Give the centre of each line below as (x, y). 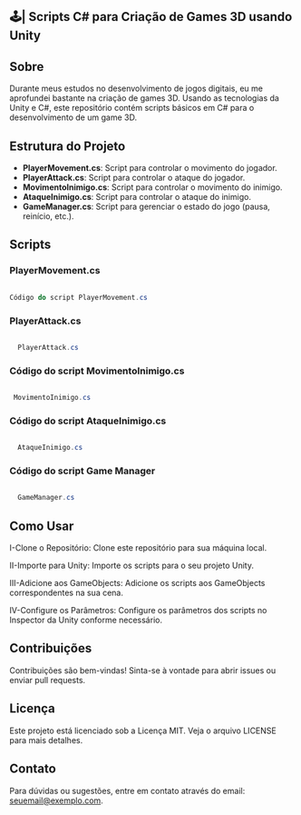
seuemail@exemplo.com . (57, 800)
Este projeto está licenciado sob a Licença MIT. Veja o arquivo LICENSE (143, 731)
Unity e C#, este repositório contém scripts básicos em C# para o (132, 108)
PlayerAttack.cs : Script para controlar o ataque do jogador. (134, 178)
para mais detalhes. (46, 740)
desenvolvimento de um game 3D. (73, 117)
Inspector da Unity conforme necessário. (86, 620)
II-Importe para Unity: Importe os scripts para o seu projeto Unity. (131, 566)
